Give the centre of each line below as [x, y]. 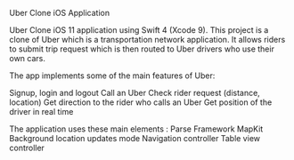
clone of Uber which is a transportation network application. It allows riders [147, 40]
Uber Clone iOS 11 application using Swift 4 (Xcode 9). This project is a [139, 30]
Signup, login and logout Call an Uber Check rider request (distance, [135, 93]
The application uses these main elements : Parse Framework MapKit [136, 129]
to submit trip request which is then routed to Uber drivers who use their [142, 49]
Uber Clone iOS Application [59, 13]
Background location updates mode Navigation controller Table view [135, 138]
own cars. [28, 58]
